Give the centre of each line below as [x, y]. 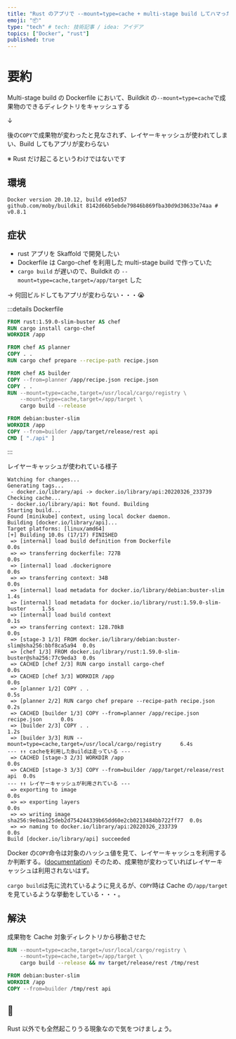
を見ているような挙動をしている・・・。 [66, 894]
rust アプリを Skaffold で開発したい [68, 253]
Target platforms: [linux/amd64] [56, 529]
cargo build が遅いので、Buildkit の [69, 271]
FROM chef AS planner [39, 348]
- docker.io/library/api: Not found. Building [80, 504]
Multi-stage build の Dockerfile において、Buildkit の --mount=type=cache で [113, 98]
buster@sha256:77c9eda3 [42, 658]
